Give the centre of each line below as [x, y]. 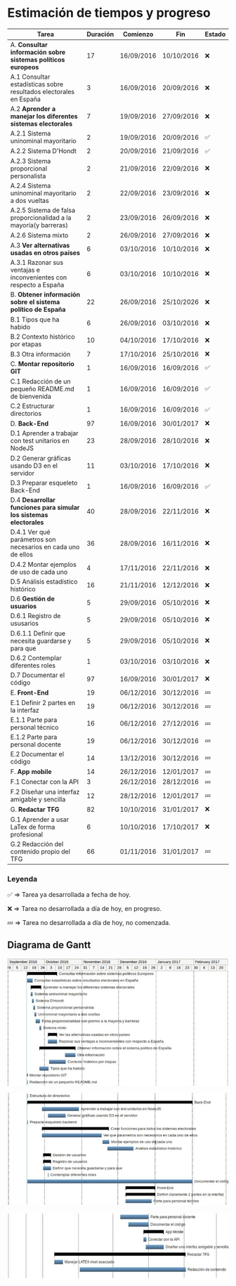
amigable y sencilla [38, 799]
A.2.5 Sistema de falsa [43, 210]
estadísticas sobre [37, 84]
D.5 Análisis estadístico [44, 582]
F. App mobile [31, 772]
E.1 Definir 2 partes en [43, 702]
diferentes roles [33, 665]
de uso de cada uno [39, 572]
